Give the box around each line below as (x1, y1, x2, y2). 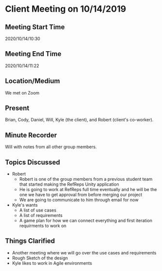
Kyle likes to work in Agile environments (12, 260, 92, 266)
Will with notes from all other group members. (5, 144, 97, 150)
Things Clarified (5, 237, 55, 245)
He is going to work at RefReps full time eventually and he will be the (19, 187, 157, 193)
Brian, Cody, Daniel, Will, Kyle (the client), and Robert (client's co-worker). (5, 117, 154, 123)
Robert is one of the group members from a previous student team (19, 176, 153, 182)
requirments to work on (19, 223, 67, 229)
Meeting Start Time (5, 23, 65, 31)
